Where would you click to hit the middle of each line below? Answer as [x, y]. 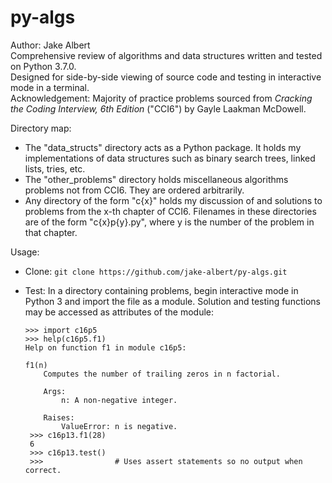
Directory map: [41, 128]
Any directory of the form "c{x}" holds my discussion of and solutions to [173, 200]
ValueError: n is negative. [119, 426]
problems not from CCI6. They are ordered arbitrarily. [134, 190]
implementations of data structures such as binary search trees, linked [170, 158]
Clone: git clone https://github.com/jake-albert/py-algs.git [156, 271]
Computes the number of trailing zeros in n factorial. [162, 374]
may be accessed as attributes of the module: [119, 312]
